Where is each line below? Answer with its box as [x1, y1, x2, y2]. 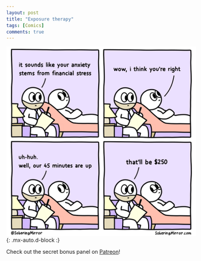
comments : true [6, 29, 45, 35]
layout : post [6, 10, 39, 16]
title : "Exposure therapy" [6, 16, 74, 22]
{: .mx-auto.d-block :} [6, 236, 60, 244]
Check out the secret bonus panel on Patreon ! [6, 248, 120, 256]
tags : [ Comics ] [6, 22, 45, 28]
